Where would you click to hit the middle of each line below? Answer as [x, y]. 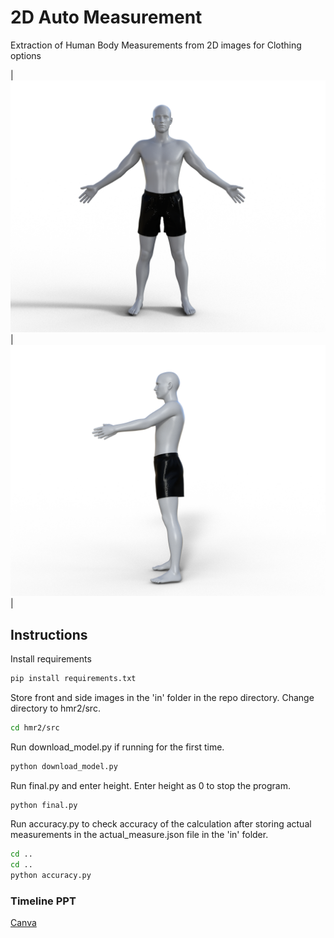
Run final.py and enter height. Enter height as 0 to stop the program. [151, 785]
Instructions [49, 634]
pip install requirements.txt [73, 678]
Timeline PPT [43, 901]
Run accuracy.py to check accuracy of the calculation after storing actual [161, 824]
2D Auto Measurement [106, 17]
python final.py [44, 805]
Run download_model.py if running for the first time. [117, 747]
